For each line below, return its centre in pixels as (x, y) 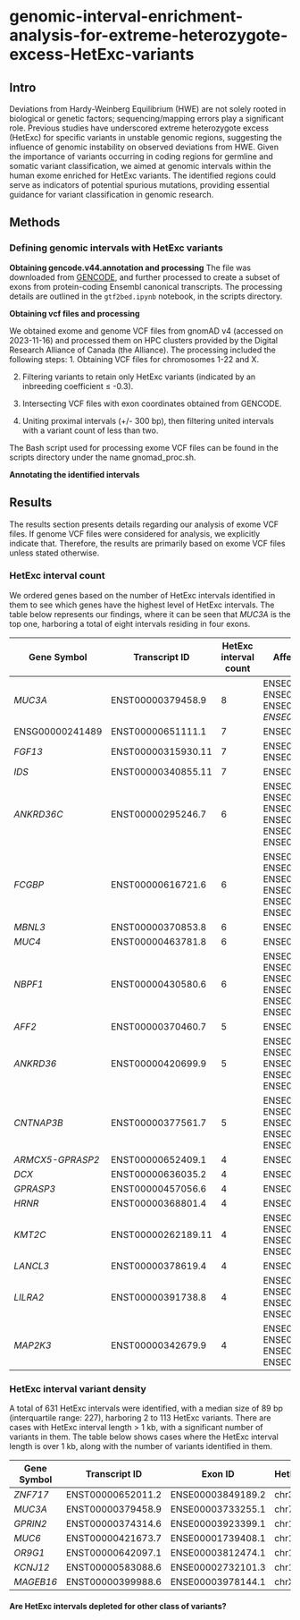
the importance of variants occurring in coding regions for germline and (142, 157)
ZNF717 (31, 1495)
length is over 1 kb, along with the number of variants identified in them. (141, 1446)
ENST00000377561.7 (159, 1123)
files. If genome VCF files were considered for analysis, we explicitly (135, 533)
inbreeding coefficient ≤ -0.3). (78, 386)
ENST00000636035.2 (159, 1174)
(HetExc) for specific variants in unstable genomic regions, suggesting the (146, 137)
